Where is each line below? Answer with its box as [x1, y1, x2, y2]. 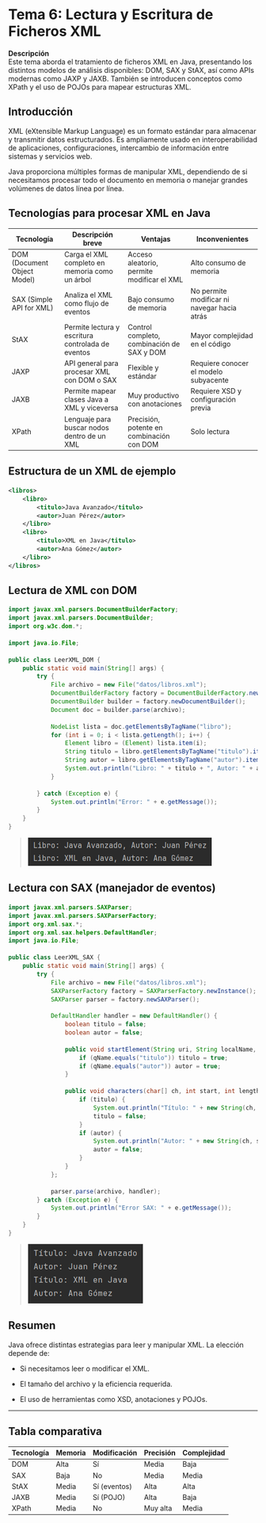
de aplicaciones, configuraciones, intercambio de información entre [8, 143, 230, 152]
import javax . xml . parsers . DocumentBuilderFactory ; [8, 606, 179, 614]
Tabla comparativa [8, 1425, 103, 1438]
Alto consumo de [190, 258, 246, 268]
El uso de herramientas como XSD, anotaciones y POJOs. [19, 1394, 208, 1403]
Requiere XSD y [190, 386, 242, 396]
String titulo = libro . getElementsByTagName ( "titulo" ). [64, 748, 253, 756]
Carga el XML [64, 249, 108, 259]
